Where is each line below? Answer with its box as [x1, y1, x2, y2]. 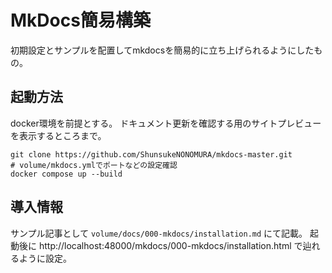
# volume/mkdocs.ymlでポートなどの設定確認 [10, 160, 178, 170]
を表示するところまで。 [10, 129, 107, 141]
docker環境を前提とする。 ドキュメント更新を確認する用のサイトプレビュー [10, 117, 322, 129]
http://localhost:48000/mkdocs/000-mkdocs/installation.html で [38, 239, 303, 251]
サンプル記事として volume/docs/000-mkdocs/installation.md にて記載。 [10, 227, 308, 239]
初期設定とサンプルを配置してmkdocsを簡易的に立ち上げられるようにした [10, 44, 315, 56]
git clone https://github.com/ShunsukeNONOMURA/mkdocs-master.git [10, 149, 293, 160]
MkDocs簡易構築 [10, 9, 151, 32]
